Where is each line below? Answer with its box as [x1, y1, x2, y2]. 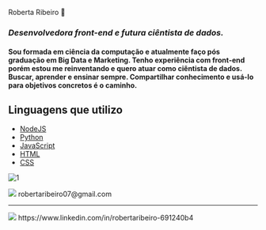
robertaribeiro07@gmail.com [17, 190, 112, 199]
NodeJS [19, 124, 47, 134]
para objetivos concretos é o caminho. [8, 80, 137, 90]
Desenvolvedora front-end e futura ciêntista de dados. [8, 27, 224, 38]
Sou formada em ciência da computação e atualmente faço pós [8, 47, 220, 56]
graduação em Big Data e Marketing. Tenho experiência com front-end [8, 55, 245, 65]
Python [19, 133, 44, 142]
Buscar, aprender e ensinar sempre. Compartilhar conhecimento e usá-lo [8, 72, 254, 81]
